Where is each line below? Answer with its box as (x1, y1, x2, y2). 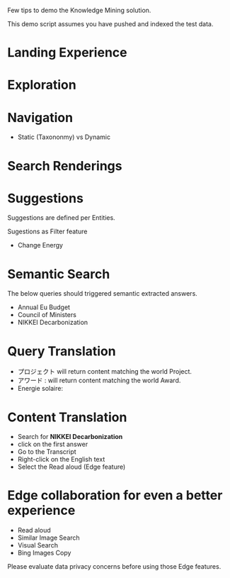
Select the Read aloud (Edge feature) (17, 462, 126, 471)
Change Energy (17, 241, 64, 250)
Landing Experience (7, 45, 127, 61)
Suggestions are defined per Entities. (7, 213, 115, 222)
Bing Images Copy (17, 549, 71, 557)
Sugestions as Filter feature (7, 227, 88, 236)
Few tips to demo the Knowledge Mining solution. (7, 6, 151, 14)
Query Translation (7, 343, 116, 359)
